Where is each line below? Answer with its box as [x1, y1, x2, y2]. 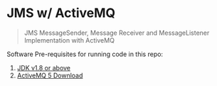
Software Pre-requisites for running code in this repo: [6, 50, 164, 58]
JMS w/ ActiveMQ [6, 5, 116, 21]
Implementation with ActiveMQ [23, 36, 115, 44]
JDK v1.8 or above [16, 63, 71, 72]
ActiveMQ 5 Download [16, 71, 83, 80]
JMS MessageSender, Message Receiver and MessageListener [23, 28, 210, 37]
